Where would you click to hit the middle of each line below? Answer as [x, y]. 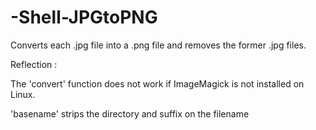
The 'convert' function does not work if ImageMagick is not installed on [157, 83]
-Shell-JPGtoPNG [84, 17]
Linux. [23, 94]
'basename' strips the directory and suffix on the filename [130, 113]
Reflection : [34, 64]
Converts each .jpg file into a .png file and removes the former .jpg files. [158, 45]
